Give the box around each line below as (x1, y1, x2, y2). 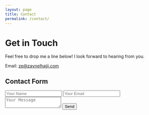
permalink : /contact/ (5, 16, 50, 21)
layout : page (5, 7, 32, 12)
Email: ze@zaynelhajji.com (5, 63, 59, 69)
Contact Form (5, 77, 48, 86)
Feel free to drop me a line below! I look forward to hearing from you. (5, 53, 145, 59)
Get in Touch (5, 37, 58, 48)
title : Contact (5, 12, 36, 17)
